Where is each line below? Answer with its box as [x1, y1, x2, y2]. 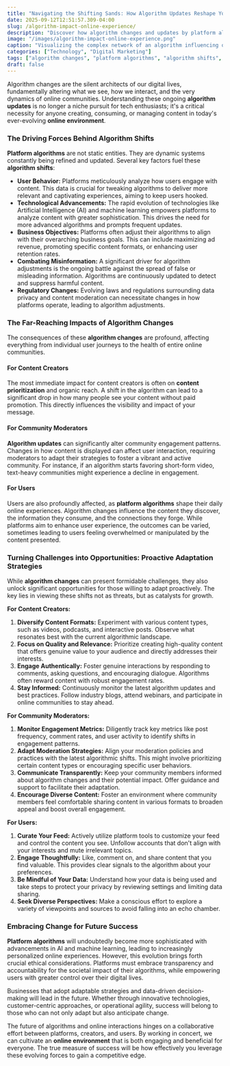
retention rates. [16, 250, 60, 258]
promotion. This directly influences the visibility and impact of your [7, 401, 196, 409]
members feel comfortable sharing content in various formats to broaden [16, 798, 223, 806]
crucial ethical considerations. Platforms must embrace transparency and [7, 959, 214, 967]
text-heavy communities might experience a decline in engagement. [7, 468, 199, 477]
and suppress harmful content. [16, 279, 105, 287]
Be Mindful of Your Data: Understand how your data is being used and [16, 875, 217, 884]
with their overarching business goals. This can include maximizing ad [16, 235, 216, 244]
